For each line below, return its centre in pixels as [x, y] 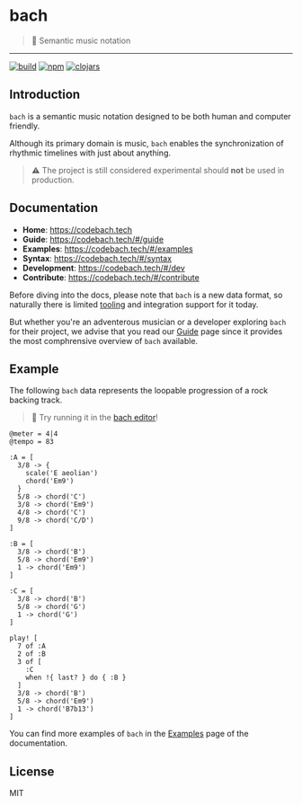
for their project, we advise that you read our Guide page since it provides [146, 331]
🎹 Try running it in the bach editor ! [95, 418]
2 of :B [32, 654]
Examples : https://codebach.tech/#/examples [107, 249]
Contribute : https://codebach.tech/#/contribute [111, 277]
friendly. [25, 126]
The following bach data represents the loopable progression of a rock [138, 391]
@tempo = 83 [31, 442]
